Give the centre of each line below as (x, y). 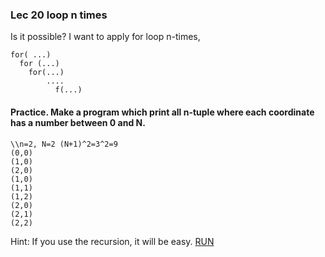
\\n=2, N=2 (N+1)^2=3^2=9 (64, 144)
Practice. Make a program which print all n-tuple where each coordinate (162, 112)
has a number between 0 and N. (78, 122)
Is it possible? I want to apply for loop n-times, (105, 37)
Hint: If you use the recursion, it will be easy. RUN (112, 241)
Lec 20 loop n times (59, 15)
